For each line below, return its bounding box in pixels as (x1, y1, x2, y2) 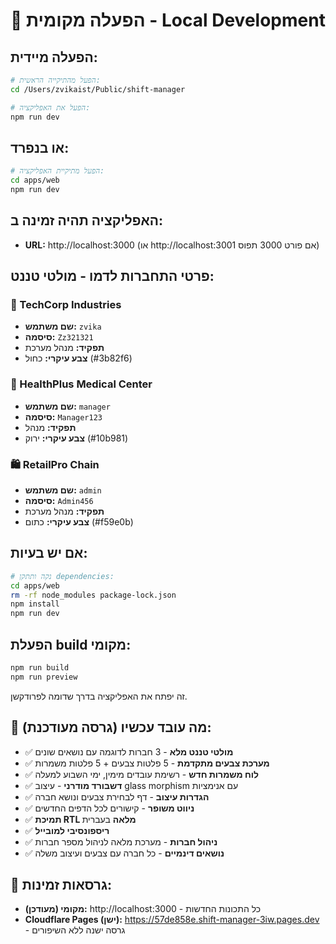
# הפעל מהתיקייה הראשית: (10, 75, 101, 85)
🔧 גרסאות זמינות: (10, 876, 112, 893)
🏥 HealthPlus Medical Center (10, 377, 153, 391)
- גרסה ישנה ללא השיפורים (24, 924, 126, 936)
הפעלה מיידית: (10, 49, 98, 66)
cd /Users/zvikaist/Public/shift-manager (10, 84, 186, 94)
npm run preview (10, 672, 78, 682)
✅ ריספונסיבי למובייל (24, 824, 110, 836)
